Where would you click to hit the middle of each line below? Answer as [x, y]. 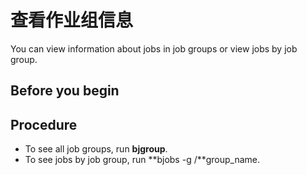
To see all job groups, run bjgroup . [96, 149]
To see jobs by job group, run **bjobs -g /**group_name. [142, 160]
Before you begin [65, 91]
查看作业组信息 [72, 20]
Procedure [44, 124]
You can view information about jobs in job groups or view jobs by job [154, 48]
